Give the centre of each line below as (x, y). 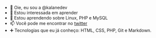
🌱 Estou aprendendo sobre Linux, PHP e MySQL (59, 18)
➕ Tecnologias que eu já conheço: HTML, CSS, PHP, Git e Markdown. (81, 30)
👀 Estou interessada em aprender (44, 13)
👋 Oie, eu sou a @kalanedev (39, 8)
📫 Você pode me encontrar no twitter (49, 23)
